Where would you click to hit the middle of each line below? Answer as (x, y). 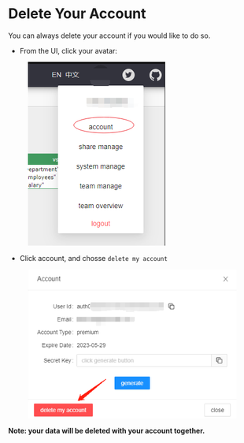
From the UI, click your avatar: (68, 50)
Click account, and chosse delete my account (93, 258)
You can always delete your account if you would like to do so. (109, 35)
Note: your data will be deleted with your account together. (107, 430)
